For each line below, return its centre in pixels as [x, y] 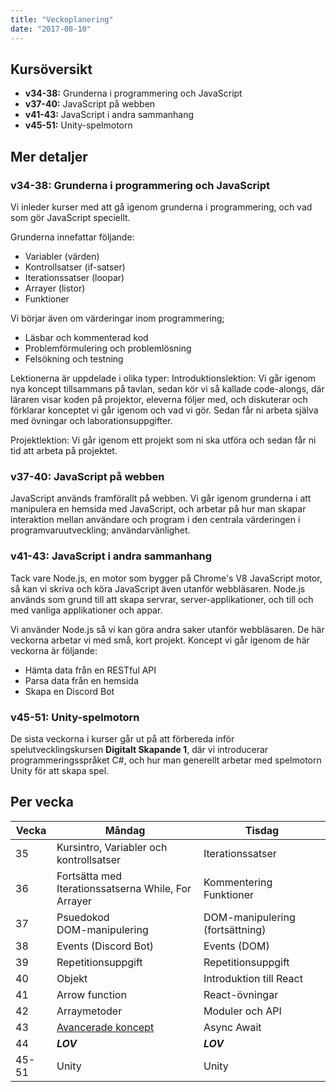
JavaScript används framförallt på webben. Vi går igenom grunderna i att [161, 498]
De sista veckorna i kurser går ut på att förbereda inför [122, 738]
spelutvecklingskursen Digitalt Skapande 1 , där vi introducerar [139, 749]
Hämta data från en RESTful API [90, 670]
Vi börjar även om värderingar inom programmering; [117, 318]
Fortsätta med [89, 876]
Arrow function [91, 994]
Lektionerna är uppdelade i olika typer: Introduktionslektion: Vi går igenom [163, 378]
